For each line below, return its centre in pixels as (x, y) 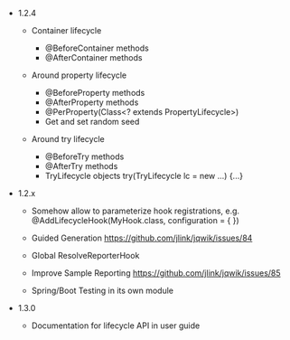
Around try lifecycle (68, 139)
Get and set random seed (92, 122)
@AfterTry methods (81, 166)
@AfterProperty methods (92, 102)
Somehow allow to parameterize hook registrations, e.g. (136, 211)
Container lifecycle (66, 30)
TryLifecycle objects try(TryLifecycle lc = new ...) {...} (144, 176)
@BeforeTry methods (84, 156)
